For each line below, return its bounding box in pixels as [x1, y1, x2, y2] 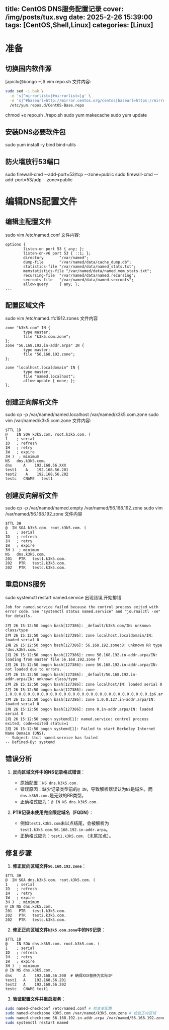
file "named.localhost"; [23, 374, 75, 379]
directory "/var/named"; [23, 255, 89, 260]
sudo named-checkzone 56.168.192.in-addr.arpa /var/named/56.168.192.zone [5, 1015, 165, 1021]
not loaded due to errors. [5, 666, 62, 672]
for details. [5, 613, 33, 619]
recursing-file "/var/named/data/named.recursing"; [23, 273, 136, 278]
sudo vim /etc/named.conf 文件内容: [5, 232, 80, 238]
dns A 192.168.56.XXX [5, 463, 66, 468]
